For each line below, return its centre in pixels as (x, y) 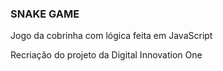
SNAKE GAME (45, 14)
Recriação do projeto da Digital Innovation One (106, 55)
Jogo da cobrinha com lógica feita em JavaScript (111, 36)
